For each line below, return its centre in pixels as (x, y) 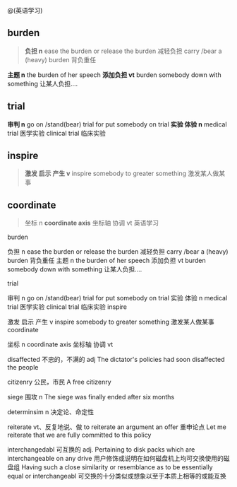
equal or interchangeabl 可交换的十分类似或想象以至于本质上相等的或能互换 (117, 476)
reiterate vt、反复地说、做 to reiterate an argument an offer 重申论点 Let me (117, 427)
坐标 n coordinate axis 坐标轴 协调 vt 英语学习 (92, 223)
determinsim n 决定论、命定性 (50, 412)
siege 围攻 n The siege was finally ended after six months (91, 397)
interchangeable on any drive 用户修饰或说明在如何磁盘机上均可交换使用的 (115, 459)
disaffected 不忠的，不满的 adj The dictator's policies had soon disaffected (116, 360)
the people (23, 368)
